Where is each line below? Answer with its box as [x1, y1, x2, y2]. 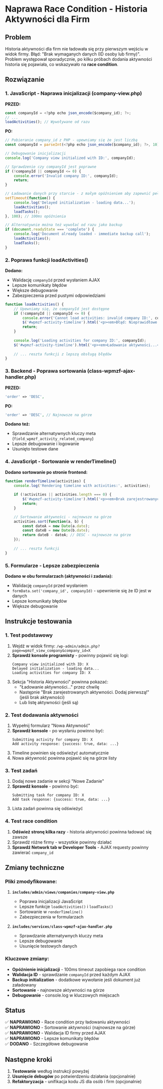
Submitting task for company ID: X [12, 793, 84, 798]
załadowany [12, 982, 36, 987]
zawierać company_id [12, 849, 54, 855]
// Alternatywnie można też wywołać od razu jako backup [5, 223, 123, 227]
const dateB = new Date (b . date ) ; [22, 528, 90, 533]
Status [5, 1006, 26, 1014]
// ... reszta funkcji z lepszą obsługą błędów [14, 351, 112, 357]
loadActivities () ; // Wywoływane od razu [5, 120, 90, 124]
